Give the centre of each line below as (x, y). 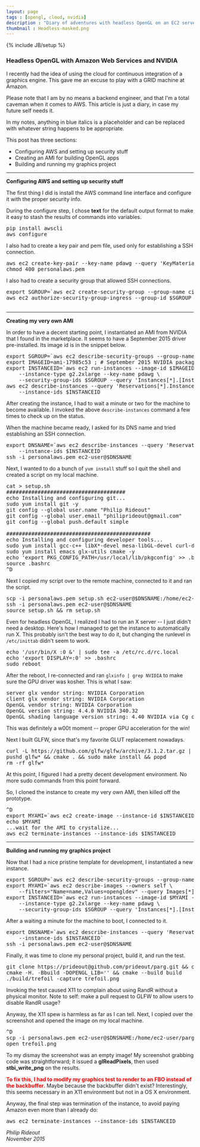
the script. (19, 587)
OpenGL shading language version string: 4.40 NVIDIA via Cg (97, 717)
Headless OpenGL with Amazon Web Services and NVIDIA (92, 61)
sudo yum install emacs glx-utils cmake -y (71, 551)
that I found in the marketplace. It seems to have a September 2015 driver (96, 338)
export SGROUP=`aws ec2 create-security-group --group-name (96, 292)
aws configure (27, 234)
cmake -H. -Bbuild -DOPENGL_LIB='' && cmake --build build (94, 973)
